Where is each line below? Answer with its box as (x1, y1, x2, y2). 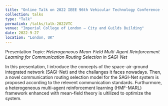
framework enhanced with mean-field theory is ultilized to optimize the (5, 90, 151, 96)
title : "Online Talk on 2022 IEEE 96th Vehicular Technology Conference (5, 7, 160, 12)
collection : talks (5, 12, 43, 17)
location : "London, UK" (5, 35, 55, 40)
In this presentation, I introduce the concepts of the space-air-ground (5, 63, 148, 70)
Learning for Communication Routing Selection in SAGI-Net (5, 54, 127, 60)
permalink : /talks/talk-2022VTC (5, 21, 72, 26)
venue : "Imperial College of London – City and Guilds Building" (5, 26, 144, 31)
